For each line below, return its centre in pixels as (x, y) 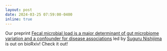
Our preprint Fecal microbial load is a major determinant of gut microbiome (82, 33)
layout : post (19, 10)
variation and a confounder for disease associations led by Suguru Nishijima (83, 38)
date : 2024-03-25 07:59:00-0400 (39, 14)
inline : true (19, 19)
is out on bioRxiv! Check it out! (37, 44)
